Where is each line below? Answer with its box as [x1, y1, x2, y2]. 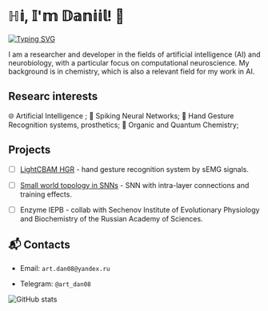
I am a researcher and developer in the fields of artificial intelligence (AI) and [8, 50, 261, 59]
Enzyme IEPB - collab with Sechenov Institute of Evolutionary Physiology [19, 205, 260, 214]
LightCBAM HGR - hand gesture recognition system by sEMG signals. [19, 164, 250, 173]
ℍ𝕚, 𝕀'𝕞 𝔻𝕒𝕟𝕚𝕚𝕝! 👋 [8, 7, 125, 26]
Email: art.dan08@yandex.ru [19, 263, 110, 273]
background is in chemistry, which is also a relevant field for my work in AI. [8, 66, 255, 76]
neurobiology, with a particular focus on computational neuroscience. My [8, 58, 250, 67]
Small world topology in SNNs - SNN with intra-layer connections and [19, 180, 250, 189]
